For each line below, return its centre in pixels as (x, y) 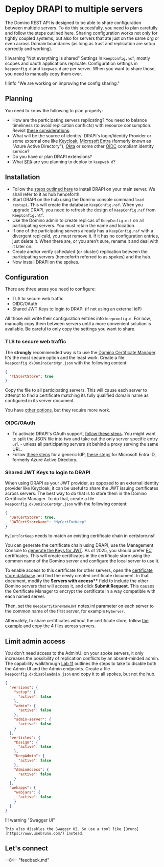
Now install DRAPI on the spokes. (46, 262)
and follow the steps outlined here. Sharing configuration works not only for (81, 33)
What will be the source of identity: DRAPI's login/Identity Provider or (82, 135)
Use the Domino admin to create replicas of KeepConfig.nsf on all (78, 220)
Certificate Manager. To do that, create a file (50, 498)
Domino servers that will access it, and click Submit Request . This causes (80, 586)
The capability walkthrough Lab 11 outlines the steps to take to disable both (81, 663)
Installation (23, 177)
